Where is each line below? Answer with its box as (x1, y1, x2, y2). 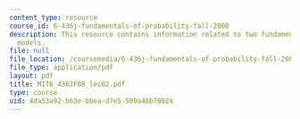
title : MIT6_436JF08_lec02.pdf (9, 80, 126, 89)
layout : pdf (9, 72, 54, 81)
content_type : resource (9, 13, 98, 22)
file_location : (9, 55, 66, 64)
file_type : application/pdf (9, 64, 114, 72)
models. (17, 38, 46, 47)
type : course (9, 88, 58, 97)
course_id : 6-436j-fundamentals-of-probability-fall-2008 (9, 21, 229, 30)
